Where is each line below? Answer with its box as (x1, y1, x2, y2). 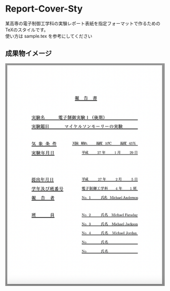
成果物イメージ (5, 49, 52, 58)
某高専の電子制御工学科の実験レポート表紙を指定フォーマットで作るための (5, 20, 160, 26)
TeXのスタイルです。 (5, 26, 49, 33)
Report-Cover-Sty (5, 3, 83, 15)
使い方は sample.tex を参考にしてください (5, 33, 93, 39)
